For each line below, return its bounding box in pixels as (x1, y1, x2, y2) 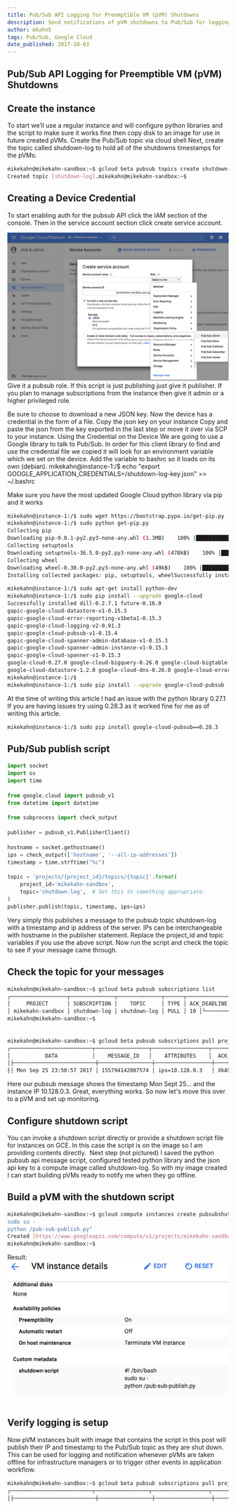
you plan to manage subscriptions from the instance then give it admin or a (7, 388, 225, 397)
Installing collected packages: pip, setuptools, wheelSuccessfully (7, 572, 212, 579)
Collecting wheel (7, 557, 58, 564)
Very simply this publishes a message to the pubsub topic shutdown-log (7, 916, 216, 924)
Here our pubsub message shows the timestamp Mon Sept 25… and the (7, 1080, 216, 1088)
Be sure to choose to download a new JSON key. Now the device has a (7, 409, 213, 418)
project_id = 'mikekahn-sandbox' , (20, 881, 114, 888)
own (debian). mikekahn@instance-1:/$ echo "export (7, 462, 160, 470)
